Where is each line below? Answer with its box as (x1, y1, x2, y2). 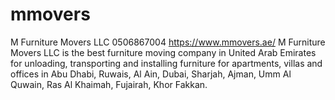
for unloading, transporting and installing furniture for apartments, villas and (10, 57, 323, 69)
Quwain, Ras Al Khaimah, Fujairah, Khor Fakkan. (10, 78, 208, 90)
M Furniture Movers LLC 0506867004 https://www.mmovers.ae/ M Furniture (10, 36, 326, 48)
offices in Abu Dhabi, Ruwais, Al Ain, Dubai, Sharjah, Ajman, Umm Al (10, 68, 292, 80)
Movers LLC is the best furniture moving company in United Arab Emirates (10, 46, 317, 58)
